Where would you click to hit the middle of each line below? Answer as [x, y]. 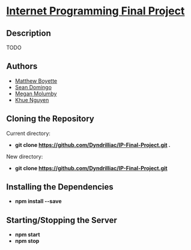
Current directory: [29, 133]
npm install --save [38, 201]
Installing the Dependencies [60, 187]
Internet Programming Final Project [95, 11]
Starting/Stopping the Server [62, 220]
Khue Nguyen [32, 100]
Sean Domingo [33, 87]
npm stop [27, 241]
